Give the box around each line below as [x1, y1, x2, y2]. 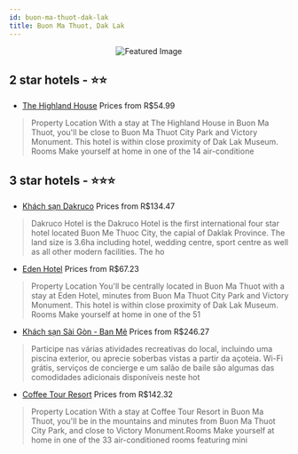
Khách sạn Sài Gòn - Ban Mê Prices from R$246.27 [21, 326, 210, 338]
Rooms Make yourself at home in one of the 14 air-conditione [30, 146, 255, 156]
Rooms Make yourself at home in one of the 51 [30, 309, 201, 320]
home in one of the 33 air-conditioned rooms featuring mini [30, 434, 248, 445]
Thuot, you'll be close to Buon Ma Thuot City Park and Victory [30, 127, 258, 138]
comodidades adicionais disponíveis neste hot [30, 372, 200, 383]
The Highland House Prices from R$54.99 [21, 100, 176, 111]
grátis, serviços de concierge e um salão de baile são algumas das [30, 362, 275, 373]
